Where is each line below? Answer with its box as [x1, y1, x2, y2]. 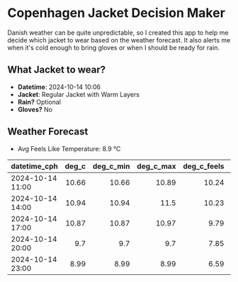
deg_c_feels [183, 161, 225, 171]
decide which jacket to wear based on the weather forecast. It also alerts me [7, 35, 231, 44]
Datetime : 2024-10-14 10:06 [17, 83, 101, 91]
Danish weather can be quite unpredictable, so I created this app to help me [7, 28, 229, 37]
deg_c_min [92, 161, 130, 171]
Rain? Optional [17, 98, 62, 106]
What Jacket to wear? [7, 64, 106, 76]
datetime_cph [11, 161, 59, 171]
